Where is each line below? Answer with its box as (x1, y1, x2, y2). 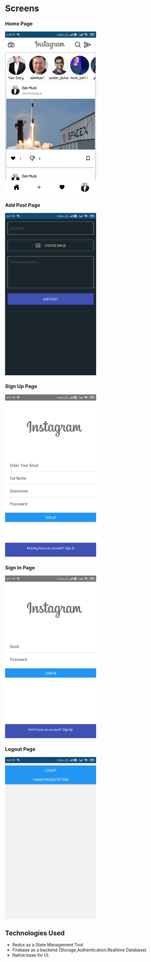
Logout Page (5, 746, 35, 753)
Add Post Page (5, 202, 40, 208)
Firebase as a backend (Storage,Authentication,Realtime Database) (12, 947, 147, 953)
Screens (5, 3, 39, 14)
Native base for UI (12, 952, 49, 958)
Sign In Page (5, 564, 35, 571)
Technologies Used (5, 929, 65, 937)
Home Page (5, 20, 33, 27)
